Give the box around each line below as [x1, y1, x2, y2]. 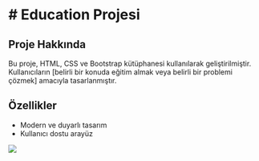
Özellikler [8, 99, 58, 113]
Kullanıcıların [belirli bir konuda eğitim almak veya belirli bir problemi [8, 67, 233, 77]
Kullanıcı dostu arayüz [19, 128, 94, 138]
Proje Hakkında [8, 38, 87, 51]
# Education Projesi [8, 6, 140, 24]
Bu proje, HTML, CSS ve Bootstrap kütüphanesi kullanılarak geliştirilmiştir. [8, 58, 252, 68]
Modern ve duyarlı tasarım [19, 120, 107, 130]
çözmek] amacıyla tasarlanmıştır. [8, 76, 117, 85]
